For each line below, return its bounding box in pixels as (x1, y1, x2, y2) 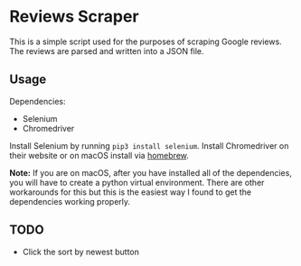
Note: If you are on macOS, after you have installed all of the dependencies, (9, 167, 292, 178)
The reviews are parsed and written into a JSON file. (9, 45, 205, 56)
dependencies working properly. (9, 196, 131, 206)
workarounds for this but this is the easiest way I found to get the (9, 187, 251, 197)
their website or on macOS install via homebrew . (9, 150, 190, 161)
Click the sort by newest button (22, 246, 140, 257)
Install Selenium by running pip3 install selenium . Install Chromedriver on (9, 140, 289, 151)
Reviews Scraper (9, 6, 139, 27)
